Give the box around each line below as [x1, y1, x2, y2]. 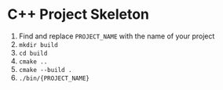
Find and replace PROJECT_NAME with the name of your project [18, 31, 215, 41]
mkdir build [18, 41, 58, 49]
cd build [18, 49, 48, 57]
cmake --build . [18, 66, 72, 74]
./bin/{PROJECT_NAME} [18, 74, 90, 82]
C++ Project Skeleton [7, 5, 150, 23]
